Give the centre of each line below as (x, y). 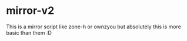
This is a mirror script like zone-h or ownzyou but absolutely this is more (93, 27)
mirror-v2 (30, 11)
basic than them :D (29, 32)
